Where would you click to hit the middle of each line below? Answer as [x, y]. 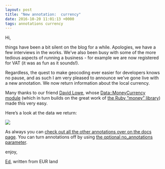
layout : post [19, 10]
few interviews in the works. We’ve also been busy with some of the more [81, 53]
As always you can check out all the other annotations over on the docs [78, 132]
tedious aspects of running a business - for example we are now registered [82, 58]
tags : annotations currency [34, 24]
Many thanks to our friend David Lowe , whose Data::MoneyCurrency [75, 93]
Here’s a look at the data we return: [41, 113]
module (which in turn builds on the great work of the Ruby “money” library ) [83, 98]
